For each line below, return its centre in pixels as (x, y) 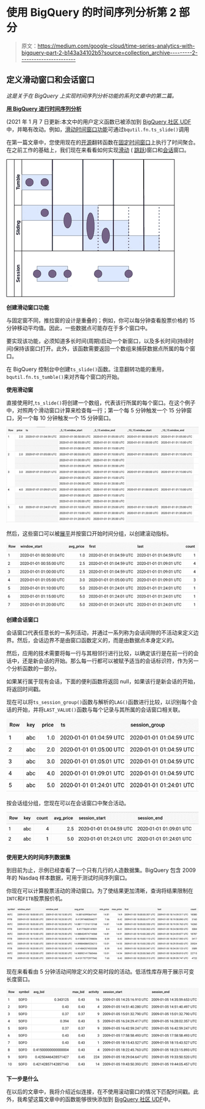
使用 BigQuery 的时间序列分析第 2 (92, 13)
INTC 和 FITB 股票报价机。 (36, 899)
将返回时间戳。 (25, 689)
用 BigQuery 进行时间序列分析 (44, 109)
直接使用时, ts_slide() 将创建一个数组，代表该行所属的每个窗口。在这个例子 (101, 403)
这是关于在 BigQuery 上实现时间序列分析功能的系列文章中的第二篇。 (92, 96)
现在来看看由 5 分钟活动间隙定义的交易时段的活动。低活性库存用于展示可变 (100, 972)
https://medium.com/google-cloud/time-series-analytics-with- (116, 46)
